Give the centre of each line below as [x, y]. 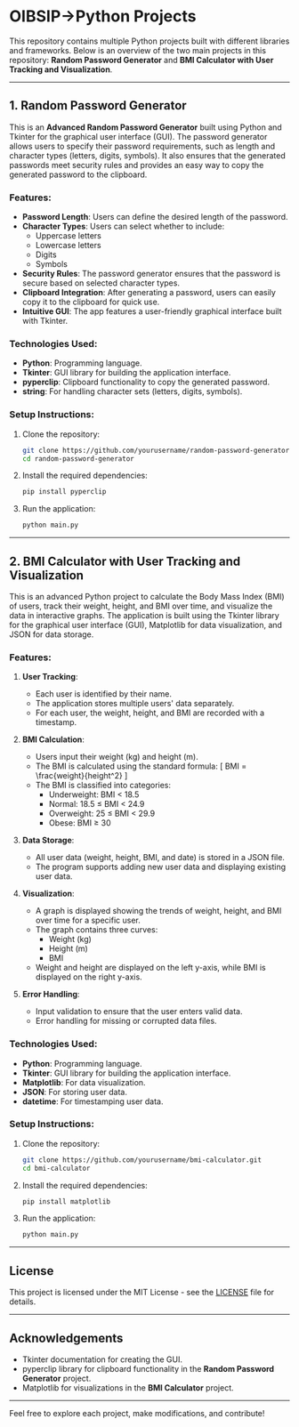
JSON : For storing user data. [74, 1092]
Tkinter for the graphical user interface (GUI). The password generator [138, 136]
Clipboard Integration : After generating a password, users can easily [149, 293]
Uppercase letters [69, 236]
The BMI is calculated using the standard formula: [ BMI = [141, 766]
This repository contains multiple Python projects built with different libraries [149, 41]
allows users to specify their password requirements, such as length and [142, 146]
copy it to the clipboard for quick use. [91, 302]
